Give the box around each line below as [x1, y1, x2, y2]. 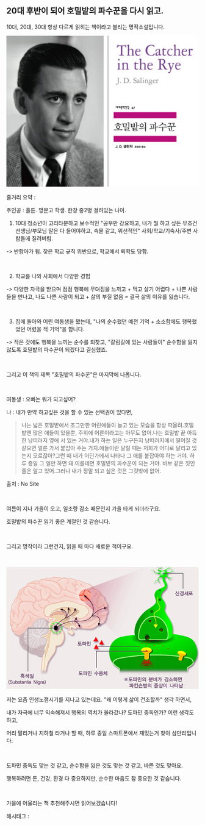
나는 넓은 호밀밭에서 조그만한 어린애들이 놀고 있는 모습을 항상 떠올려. [21, 421, 184, 429]
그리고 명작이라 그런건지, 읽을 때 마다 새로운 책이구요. [6, 542, 133, 550]
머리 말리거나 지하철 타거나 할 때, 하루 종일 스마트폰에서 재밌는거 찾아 [6, 729, 171, 737]
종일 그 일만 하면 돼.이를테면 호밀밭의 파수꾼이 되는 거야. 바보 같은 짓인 [27, 459, 195, 466]
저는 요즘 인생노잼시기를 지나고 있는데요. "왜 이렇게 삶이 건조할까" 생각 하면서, [6, 696, 192, 703]
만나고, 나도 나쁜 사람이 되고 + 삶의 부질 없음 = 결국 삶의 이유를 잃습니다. [17, 293, 190, 300]
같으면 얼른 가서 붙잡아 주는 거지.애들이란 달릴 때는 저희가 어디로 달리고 [21, 444, 191, 451]
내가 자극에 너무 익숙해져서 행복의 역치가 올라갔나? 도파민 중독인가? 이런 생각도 [6, 709, 194, 716]
